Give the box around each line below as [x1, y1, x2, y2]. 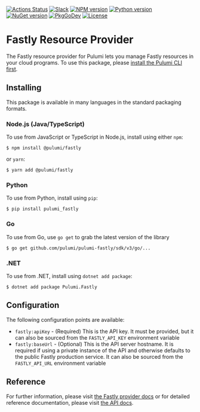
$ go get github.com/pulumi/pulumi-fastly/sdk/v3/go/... [6, 245, 151, 251]
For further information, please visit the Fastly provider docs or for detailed [6, 392, 190, 400]
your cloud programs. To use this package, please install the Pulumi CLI [6, 59, 183, 66]
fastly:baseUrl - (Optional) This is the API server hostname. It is [14, 340, 174, 347]
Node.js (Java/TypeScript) [6, 120, 85, 128]
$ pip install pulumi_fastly [6, 206, 79, 212]
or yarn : [6, 155, 26, 163]
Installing [6, 83, 42, 93]
